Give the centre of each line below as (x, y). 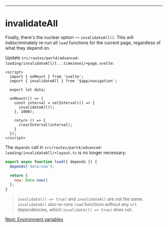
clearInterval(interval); (45, 125)
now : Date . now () (31, 180)
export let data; (28, 90)
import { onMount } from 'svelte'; (47, 76)
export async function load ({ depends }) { (51, 162)
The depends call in (24, 147)
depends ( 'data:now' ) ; (32, 166)
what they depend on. (28, 48)
